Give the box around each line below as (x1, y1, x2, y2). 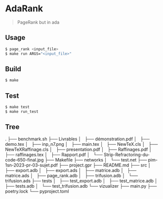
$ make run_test (5, 109, 39, 114)
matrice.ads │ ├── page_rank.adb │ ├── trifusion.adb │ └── (5, 172, 138, 178)
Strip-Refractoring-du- (103, 151, 150, 158)
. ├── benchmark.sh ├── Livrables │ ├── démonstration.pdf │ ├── (5, 136, 150, 142)
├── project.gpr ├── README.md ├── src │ (59, 162, 151, 168)
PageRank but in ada (17, 19, 60, 25)
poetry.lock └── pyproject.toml (5, 188, 69, 194)
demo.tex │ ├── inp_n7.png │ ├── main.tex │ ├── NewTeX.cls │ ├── (5, 141, 158, 147)
